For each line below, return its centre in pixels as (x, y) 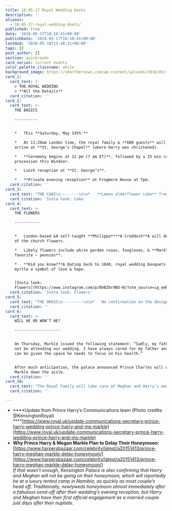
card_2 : (14, 101)
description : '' (23, 15)
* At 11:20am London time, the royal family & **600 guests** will (90, 142)
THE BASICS (26, 110)
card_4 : (14, 204)
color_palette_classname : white (40, 67)
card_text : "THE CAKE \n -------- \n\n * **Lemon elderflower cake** (83, 194)
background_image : (25, 72)
